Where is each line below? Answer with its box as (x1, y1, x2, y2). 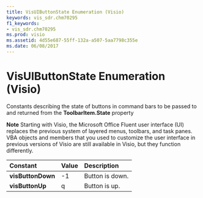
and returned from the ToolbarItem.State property (6, 109, 134, 116)
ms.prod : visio (6, 32, 45, 38)
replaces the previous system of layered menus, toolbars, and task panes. (6, 127, 193, 134)
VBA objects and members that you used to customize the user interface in (6, 134, 196, 141)
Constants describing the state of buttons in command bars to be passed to (6, 102, 197, 110)
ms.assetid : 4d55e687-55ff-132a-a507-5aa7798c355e (6, 37, 138, 43)
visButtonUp (9, 182, 47, 190)
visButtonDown (9, 172, 56, 180)
